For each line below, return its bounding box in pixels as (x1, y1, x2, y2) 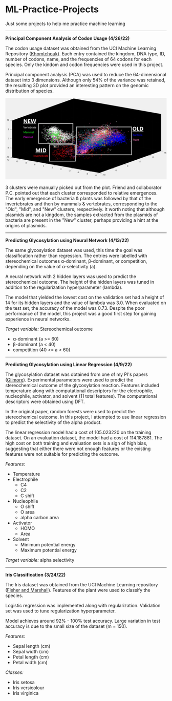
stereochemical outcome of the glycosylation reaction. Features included (5, 382, 160, 388)
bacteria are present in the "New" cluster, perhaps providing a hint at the (5, 217, 159, 223)
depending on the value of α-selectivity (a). (5, 263, 97, 269)
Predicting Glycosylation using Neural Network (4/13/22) (5, 237, 130, 243)
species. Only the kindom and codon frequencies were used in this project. (5, 61, 164, 68)
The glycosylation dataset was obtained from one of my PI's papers (5, 371, 148, 377)
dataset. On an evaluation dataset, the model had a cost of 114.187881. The (5, 434, 162, 441)
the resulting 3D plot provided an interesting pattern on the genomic (5, 82, 149, 88)
